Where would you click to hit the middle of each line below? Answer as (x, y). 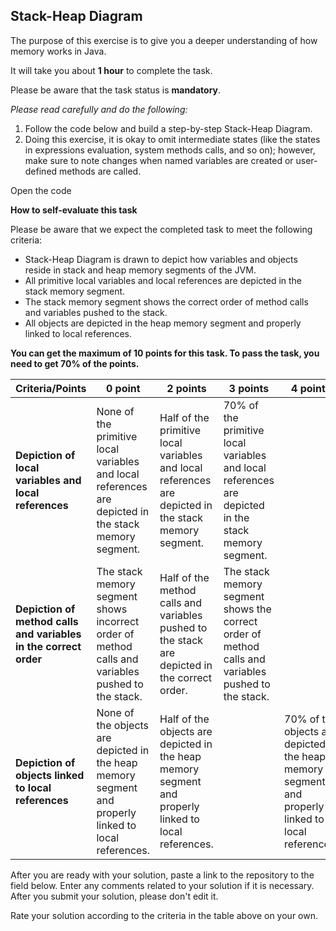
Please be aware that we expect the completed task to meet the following (161, 229)
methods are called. (100, 171)
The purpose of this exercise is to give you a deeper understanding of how (164, 40)
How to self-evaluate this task (74, 210)
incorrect (118, 621)
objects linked (50, 775)
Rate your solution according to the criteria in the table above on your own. (164, 915)
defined (41, 171)
